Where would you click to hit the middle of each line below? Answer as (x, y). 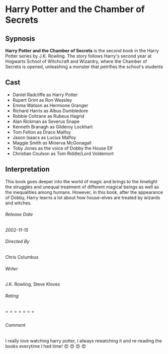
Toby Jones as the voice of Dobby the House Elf (63, 148)
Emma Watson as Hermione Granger (50, 105)
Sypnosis (20, 39)
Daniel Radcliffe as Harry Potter (45, 95)
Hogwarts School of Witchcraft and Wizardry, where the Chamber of (76, 61)
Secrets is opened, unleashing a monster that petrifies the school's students (84, 67)
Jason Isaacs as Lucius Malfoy (44, 137)
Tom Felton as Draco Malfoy (42, 132)
